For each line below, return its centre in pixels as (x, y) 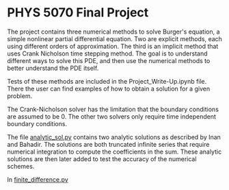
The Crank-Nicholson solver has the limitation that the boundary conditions (113, 109)
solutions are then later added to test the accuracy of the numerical (102, 158)
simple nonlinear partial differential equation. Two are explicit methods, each (114, 38)
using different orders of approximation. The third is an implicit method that (113, 46)
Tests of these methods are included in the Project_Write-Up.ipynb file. (107, 81)
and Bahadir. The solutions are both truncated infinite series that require (108, 144)
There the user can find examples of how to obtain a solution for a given (109, 88)
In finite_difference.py (38, 179)
